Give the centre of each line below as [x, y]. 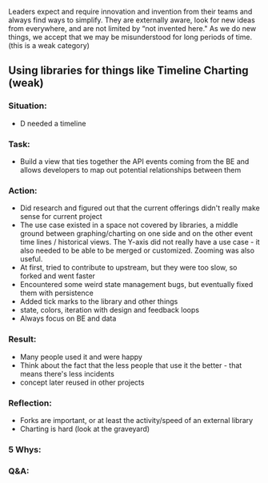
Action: [23, 190]
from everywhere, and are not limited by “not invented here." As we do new [132, 28]
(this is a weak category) [49, 46]
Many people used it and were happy [81, 357]
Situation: [28, 106]
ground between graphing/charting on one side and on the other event [136, 234]
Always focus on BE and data [68, 318]
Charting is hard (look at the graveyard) [85, 429]
